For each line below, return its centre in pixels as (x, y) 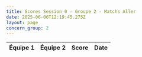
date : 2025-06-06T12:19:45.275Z (46, 17)
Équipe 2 (53, 48)
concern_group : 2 (28, 28)
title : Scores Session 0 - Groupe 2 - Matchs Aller (71, 11)
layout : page (22, 22)
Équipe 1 (22, 48)
